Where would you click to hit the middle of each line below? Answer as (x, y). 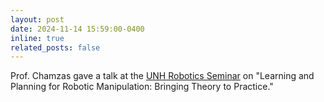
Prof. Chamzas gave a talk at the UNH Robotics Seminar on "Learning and (162, 76)
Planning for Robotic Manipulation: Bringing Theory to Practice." (142, 87)
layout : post (37, 19)
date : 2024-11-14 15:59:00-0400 (77, 29)
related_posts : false (55, 47)
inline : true (37, 38)
